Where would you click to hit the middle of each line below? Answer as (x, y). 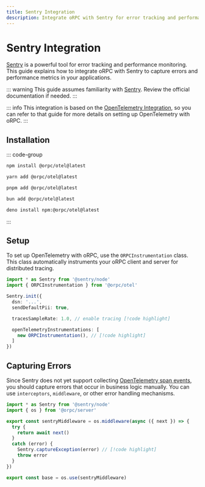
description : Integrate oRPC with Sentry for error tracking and (91, 18)
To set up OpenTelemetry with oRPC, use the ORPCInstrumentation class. (97, 255)
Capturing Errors (39, 366)
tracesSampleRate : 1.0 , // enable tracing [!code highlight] (91, 319)
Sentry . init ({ (24, 297)
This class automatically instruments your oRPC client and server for (92, 262)
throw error (32, 455)
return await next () (43, 433)
